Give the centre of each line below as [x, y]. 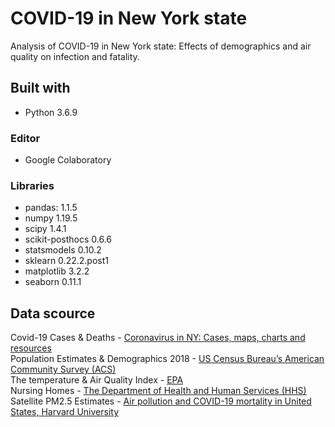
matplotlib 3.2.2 [57, 271]
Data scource [53, 313]
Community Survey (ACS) [63, 369]
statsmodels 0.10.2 [63, 250]
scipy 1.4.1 [45, 229]
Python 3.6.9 [51, 112]
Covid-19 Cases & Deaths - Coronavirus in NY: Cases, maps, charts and [158, 338]
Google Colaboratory [68, 160]
